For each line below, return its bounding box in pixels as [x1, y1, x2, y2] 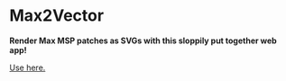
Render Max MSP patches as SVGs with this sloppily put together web [9, 35, 277, 46]
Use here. [9, 62, 46, 73]
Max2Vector [9, 5, 105, 26]
